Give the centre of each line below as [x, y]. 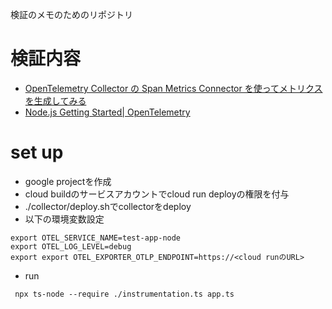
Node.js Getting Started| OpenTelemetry [107, 112]
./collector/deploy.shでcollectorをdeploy [108, 206]
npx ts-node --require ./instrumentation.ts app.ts [124, 294]
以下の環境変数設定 [64, 219]
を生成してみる [55, 100]
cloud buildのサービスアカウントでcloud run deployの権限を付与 [157, 194]
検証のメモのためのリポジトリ [71, 14]
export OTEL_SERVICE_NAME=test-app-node [96, 238]
